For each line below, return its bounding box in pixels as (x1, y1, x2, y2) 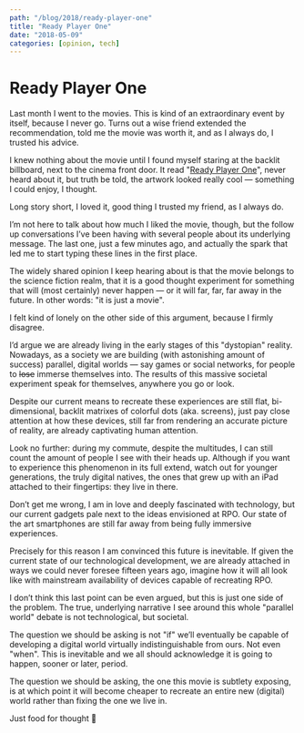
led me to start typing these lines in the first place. (9, 248, 198, 260)
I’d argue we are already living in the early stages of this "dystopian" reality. (9, 340, 293, 351)
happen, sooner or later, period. (9, 658, 128, 669)
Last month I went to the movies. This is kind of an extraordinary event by (9, 108, 285, 119)
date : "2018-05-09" (9, 30, 84, 39)
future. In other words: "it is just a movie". (9, 295, 166, 306)
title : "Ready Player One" (9, 22, 112, 31)
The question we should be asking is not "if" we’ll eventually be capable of (9, 629, 289, 640)
